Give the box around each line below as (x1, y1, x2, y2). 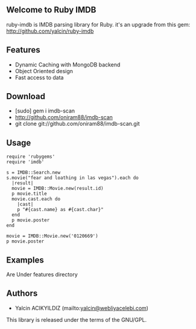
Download (6, 91, 45, 102)
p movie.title (11, 191, 47, 197)
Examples (6, 255, 44, 265)
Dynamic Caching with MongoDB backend (14, 60, 121, 68)
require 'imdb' (6, 159, 45, 165)
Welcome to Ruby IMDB (6, 5, 96, 15)
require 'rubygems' (6, 154, 55, 160)
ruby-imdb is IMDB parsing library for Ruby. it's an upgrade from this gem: (6, 21, 191, 28)
